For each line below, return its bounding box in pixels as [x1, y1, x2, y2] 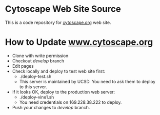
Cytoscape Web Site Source [5, 3, 121, 15]
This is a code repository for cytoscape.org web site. [5, 19, 111, 25]
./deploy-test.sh [19, 73, 52, 79]
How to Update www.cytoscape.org [5, 37, 153, 48]
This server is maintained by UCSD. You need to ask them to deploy [19, 78, 156, 84]
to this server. [19, 84, 47, 90]
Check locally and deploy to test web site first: [12, 68, 106, 74]
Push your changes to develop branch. [12, 104, 90, 110]
